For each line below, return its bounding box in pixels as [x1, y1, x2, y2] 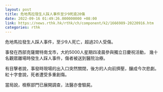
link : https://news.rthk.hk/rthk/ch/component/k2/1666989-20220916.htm [5, 20, 154, 26]
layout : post [5, 7, 32, 12]
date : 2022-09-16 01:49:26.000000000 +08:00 [5, 16, 97, 21]
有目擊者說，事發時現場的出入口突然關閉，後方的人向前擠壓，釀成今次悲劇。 [5, 66, 159, 72]
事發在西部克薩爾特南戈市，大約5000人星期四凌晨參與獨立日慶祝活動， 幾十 [5, 49, 158, 55]
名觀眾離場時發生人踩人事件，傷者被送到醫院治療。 [5, 55, 108, 61]
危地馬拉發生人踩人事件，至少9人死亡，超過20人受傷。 [5, 39, 116, 45]
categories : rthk [5, 25, 41, 30]
